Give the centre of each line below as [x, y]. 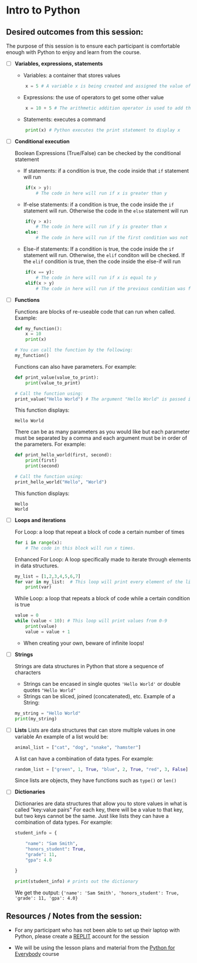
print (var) [39, 587]
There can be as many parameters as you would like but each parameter [102, 432]
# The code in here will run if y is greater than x [102, 227]
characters [28, 672]
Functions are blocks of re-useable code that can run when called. [95, 311]
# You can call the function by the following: [74, 350]
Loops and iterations [40, 520]
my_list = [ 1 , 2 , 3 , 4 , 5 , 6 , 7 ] [47, 576]
